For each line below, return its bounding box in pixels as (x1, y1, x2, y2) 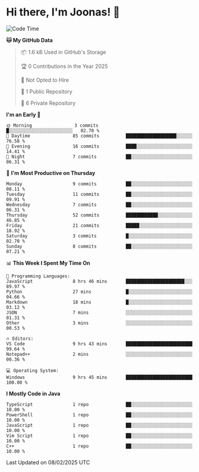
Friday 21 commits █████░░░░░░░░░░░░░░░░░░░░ (6, 223, 193, 229)
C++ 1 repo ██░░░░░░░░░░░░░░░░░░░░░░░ (6, 443, 193, 449)
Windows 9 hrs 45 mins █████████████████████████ (6, 374, 193, 380)
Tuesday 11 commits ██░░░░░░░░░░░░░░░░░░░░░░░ (6, 191, 193, 197)
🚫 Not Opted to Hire (20, 76, 70, 83)
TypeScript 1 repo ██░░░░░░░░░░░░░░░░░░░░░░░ (6, 401, 193, 407)
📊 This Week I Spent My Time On (6, 259, 90, 267)
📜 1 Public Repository (20, 87, 72, 95)
